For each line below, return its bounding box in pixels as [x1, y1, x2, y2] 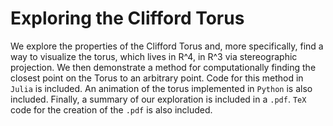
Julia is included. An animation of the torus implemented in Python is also [10, 82, 313, 94]
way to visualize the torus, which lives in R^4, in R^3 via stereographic [10, 50, 298, 62]
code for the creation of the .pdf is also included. [10, 103, 213, 116]
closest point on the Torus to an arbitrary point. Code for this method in [10, 72, 304, 84]
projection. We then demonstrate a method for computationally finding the [10, 61, 317, 73]
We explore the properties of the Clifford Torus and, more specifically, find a [10, 40, 324, 52]
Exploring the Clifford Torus [10, 7, 245, 30]
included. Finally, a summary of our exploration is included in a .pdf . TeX [10, 93, 307, 105]
